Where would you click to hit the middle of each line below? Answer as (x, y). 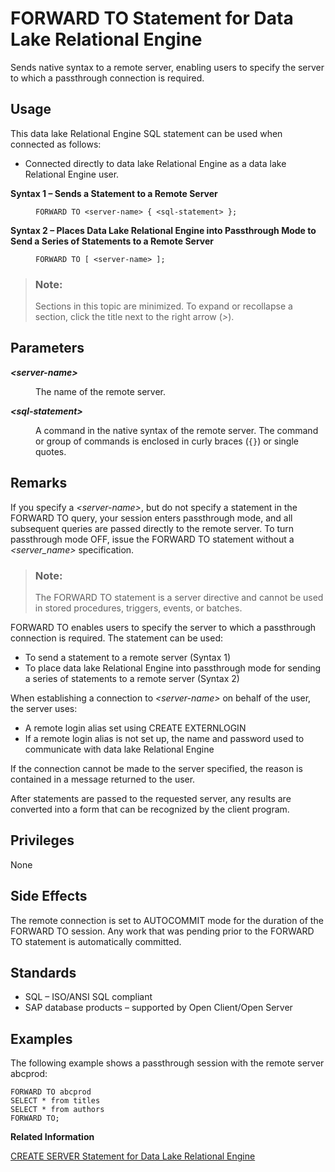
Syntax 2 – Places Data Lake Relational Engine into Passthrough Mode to (163, 230)
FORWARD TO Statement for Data (152, 18)
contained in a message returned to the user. (103, 779)
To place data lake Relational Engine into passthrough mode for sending (173, 668)
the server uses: (44, 708)
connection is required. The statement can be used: (117, 638)
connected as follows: (56, 144)
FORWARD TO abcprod (51, 1092)
